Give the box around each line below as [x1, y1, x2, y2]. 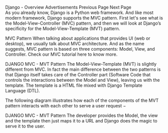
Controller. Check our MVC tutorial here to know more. [5, 51, 118, 57]
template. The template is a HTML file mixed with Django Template [5, 82, 143, 88]
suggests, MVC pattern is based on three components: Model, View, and [5, 46, 155, 52]
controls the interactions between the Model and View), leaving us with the [5, 77, 160, 83]
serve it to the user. [5, 123, 45, 129]
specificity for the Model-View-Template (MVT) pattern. [5, 26, 120, 32]
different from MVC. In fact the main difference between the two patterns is [5, 66, 161, 72]
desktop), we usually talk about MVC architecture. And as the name [5, 41, 144, 47]
